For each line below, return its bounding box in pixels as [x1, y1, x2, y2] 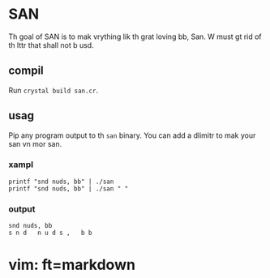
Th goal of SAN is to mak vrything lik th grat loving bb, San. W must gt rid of [8, 32, 262, 41]
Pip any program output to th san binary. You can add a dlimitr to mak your [8, 130, 256, 140]
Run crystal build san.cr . [8, 85, 99, 95]
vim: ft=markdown [8, 256, 136, 274]
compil [8, 64, 45, 78]
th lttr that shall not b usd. [8, 40, 95, 49]
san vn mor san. [8, 139, 62, 148]
